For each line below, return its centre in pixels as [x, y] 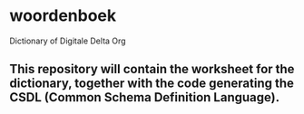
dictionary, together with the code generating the [152, 84]
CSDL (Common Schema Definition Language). [144, 97]
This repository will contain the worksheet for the [152, 69]
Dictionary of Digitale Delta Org [68, 41]
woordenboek [63, 16]
